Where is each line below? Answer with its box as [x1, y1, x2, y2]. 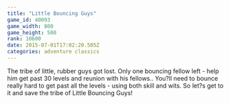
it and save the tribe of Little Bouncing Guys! [7, 88, 133, 96]
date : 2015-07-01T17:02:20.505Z [7, 42, 100, 49]
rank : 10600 [7, 36, 41, 42]
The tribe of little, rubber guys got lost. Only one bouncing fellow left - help [7, 66, 220, 75]
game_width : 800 [7, 23, 54, 29]
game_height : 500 [7, 29, 57, 36]
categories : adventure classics [7, 49, 100, 55]
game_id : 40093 [7, 16, 51, 23]
